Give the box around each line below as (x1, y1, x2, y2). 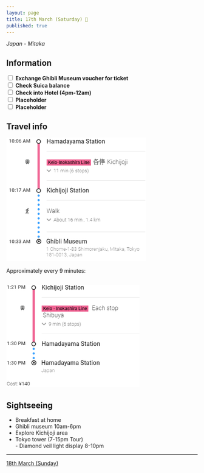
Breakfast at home (15, 416, 62, 424)
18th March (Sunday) (6, 460, 59, 467)
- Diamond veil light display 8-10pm (15, 442, 104, 450)
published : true (6, 23, 47, 29)
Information (6, 58, 52, 68)
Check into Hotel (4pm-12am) (15, 89, 92, 97)
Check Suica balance (15, 82, 70, 89)
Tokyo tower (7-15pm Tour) (15, 436, 84, 443)
